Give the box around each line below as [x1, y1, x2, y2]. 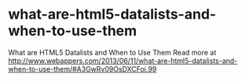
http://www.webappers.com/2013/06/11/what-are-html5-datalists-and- [8, 56, 238, 65]
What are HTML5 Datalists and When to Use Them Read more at [8, 48, 217, 57]
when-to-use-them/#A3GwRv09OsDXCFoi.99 [8, 64, 157, 73]
